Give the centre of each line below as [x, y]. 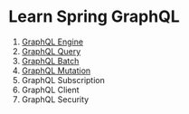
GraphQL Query [51, 51]
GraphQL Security [55, 99]
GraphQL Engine [52, 42]
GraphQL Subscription [63, 80]
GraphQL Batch [50, 61]
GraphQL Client [50, 90]
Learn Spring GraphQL [94, 17]
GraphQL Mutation [56, 71]
